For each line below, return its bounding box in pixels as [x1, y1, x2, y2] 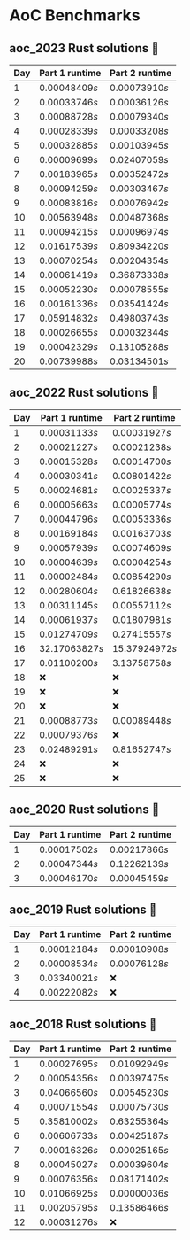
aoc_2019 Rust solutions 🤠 [9, 903, 157, 918]
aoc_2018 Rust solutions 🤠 [9, 1016, 157, 1032]
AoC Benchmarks [9, 5, 141, 26]
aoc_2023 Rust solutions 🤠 [9, 41, 160, 56]
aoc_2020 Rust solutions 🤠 [9, 802, 160, 818]
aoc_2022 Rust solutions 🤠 [9, 385, 159, 400]
